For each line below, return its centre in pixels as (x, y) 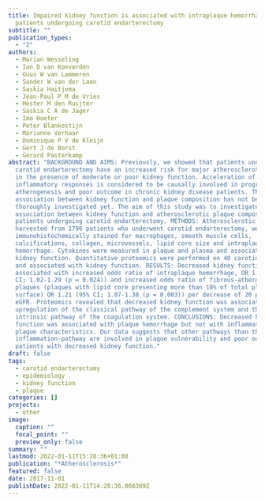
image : (19, 420)
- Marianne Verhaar (47, 133)
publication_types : (40, 38)
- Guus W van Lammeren (52, 74)
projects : (24, 405)
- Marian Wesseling (47, 60)
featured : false (35, 471)
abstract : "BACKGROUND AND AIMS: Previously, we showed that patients (127, 163)
